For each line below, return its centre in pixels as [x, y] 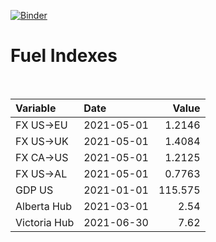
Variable [36, 108]
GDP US [34, 190]
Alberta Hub [44, 206]
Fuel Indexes [64, 56]
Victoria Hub [45, 222]
